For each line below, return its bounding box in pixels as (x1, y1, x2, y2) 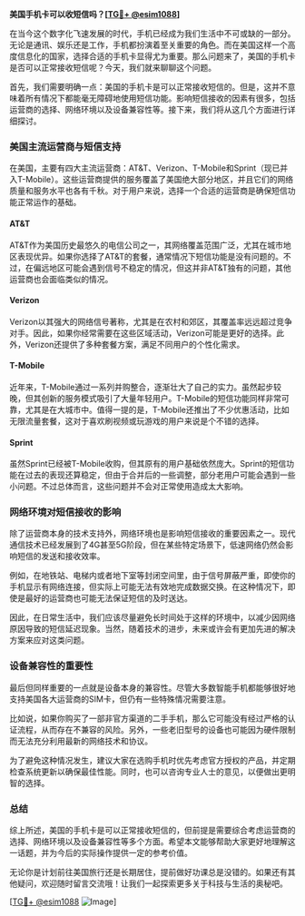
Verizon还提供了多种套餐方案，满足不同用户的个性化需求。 (25, 339, 245, 350)
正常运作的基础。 (16, 197, 82, 208)
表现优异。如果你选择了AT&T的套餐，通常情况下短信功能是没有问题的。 (16, 251, 284, 261)
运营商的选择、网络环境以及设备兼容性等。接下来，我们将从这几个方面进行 (9, 104, 288, 114)
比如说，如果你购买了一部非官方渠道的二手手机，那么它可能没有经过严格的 (9, 713, 288, 724)
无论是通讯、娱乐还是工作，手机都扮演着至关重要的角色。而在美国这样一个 (9, 40, 288, 50)
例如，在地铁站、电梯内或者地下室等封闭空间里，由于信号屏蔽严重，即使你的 (9, 570, 296, 581)
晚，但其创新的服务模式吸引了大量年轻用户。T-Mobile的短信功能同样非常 (9, 392, 281, 403)
